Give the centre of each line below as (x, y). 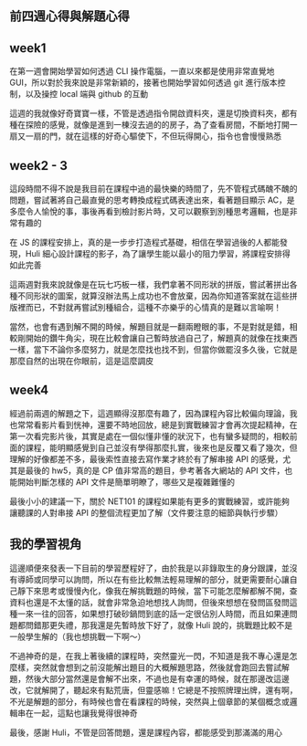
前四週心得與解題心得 (69, 16)
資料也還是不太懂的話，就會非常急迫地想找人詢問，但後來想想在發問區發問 (149, 602)
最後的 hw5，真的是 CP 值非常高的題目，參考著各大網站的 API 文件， (155, 470)
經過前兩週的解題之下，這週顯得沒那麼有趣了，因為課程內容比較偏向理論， (149, 413)
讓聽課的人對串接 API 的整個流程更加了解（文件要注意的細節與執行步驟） (146, 512)
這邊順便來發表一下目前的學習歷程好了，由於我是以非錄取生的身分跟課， (145, 568)
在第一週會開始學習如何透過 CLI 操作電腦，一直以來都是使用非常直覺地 (142, 71)
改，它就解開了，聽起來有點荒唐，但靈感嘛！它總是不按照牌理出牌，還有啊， (153, 690)
